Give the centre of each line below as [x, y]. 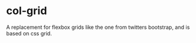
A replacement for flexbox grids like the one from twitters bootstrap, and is [98, 27]
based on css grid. [29, 33]
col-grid [27, 11]
